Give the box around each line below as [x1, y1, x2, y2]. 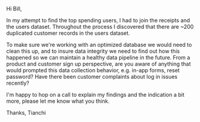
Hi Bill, [6, 5, 22, 12]
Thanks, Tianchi [6, 109, 46, 116]
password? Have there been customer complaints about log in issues [6, 73, 178, 80]
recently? [6, 79, 30, 87]
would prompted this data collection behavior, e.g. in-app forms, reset [6, 67, 180, 74]
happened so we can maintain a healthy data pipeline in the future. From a [6, 54, 190, 61]
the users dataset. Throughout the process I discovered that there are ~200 [6, 23, 194, 30]
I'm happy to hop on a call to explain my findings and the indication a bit [6, 91, 185, 98]
